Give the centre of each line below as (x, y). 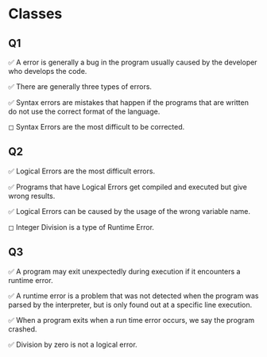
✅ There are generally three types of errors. (80, 87)
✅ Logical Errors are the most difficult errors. (82, 171)
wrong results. (32, 196)
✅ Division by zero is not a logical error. (73, 344)
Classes (35, 14)
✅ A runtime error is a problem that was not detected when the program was (133, 296)
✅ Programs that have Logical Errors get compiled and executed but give (128, 187)
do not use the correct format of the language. (84, 111)
